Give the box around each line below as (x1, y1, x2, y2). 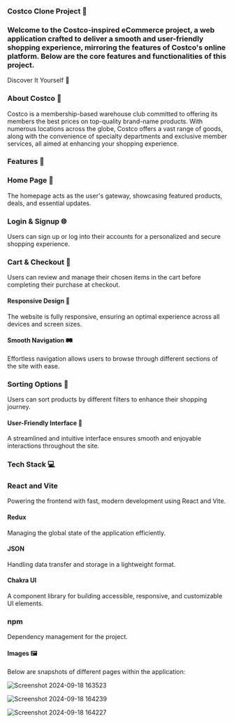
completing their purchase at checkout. (7, 280, 121, 289)
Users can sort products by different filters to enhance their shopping (7, 395, 207, 404)
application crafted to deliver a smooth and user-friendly (7, 34, 204, 43)
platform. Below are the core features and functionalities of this (7, 51, 227, 61)
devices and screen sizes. (7, 319, 82, 328)
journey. (7, 403, 31, 411)
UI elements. (7, 599, 44, 608)
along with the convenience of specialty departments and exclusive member (7, 132, 228, 140)
